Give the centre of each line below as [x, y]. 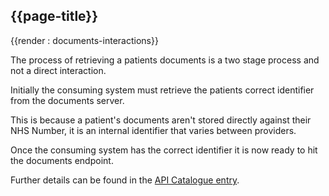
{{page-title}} [54, 16]
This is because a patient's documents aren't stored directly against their [161, 120]
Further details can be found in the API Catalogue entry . [125, 180]
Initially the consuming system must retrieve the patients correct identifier [162, 90]
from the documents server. [67, 100]
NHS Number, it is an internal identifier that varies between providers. [153, 130]
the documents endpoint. [62, 160]
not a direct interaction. [58, 70]
